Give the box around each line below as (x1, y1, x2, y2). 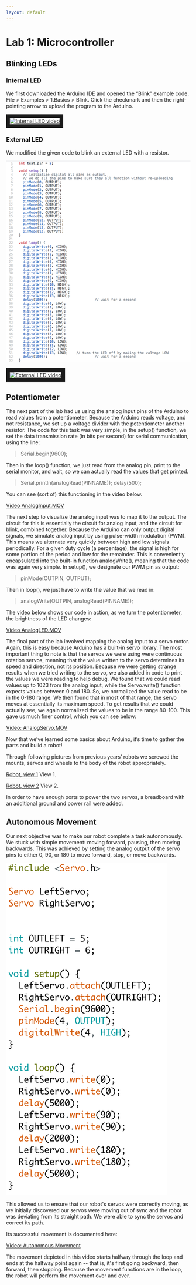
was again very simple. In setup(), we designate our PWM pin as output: (6, 563, 180, 571)
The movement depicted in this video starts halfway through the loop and (6, 1253, 183, 1260)
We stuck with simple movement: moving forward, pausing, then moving (6, 839, 180, 846)
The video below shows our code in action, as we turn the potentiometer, (6, 609, 183, 616)
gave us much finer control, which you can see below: (6, 713, 136, 720)
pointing (6, 102, 26, 109)
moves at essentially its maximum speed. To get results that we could (6, 700, 174, 707)
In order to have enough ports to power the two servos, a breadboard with (6, 794, 185, 801)
